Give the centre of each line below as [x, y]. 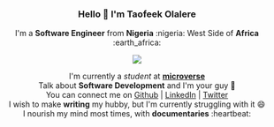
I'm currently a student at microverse [137, 76]
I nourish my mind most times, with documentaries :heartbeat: [137, 114]
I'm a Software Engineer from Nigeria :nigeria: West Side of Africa [137, 34]
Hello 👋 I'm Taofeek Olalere [137, 14]
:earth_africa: [137, 42]
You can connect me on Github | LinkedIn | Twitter [137, 95]
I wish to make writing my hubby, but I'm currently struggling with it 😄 [137, 104]
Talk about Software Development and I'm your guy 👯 [137, 86]
